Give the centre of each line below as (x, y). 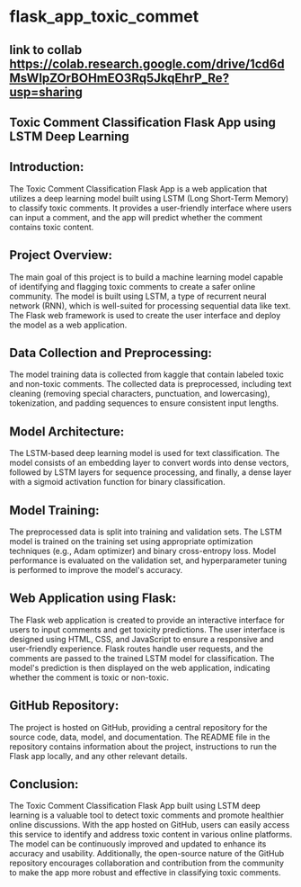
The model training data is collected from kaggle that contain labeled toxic (147, 374)
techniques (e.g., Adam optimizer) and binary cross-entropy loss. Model (143, 551)
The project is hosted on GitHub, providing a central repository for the (138, 727)
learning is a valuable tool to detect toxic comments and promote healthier (147, 815)
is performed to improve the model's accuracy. (96, 570)
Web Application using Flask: (93, 599)
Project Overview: (61, 255)
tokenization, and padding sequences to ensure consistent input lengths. (144, 403)
